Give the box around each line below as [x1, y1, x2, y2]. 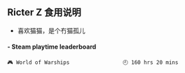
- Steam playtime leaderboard [7, 42, 97, 51]
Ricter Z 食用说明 [7, 6, 82, 19]
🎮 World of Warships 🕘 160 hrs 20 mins [7, 59, 179, 66]
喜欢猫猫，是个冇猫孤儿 [17, 26, 85, 35]
